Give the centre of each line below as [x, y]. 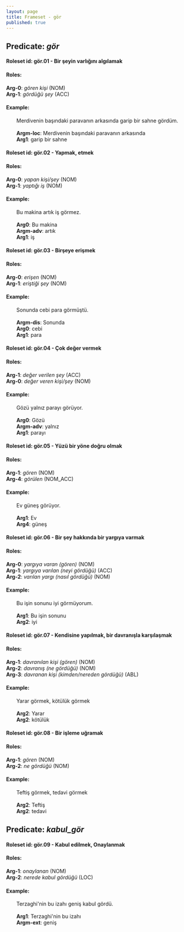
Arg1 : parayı [31, 432]
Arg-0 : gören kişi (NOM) [36, 88]
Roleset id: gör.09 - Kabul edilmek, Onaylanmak [66, 844]
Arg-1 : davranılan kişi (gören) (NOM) [51, 662]
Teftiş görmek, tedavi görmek [52, 792]
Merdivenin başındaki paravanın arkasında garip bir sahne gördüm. [97, 121]
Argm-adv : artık [36, 231]
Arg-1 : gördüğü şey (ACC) [38, 94]
